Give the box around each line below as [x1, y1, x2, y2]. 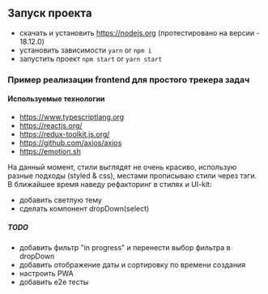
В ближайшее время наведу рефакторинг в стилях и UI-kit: [7, 179, 212, 189]
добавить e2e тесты [19, 277, 89, 287]
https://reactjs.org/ [19, 121, 83, 130]
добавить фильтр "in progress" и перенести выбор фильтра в [19, 242, 232, 252]
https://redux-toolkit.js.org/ [19, 129, 110, 138]
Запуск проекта [7, 6, 92, 20]
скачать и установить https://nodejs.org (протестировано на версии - [19, 28, 260, 37]
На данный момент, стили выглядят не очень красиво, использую [7, 162, 237, 172]
